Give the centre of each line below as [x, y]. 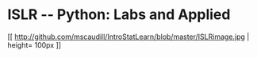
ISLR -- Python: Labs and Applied [119, 15]
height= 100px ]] [34, 44]
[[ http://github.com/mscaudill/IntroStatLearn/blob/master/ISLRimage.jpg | [128, 37]
